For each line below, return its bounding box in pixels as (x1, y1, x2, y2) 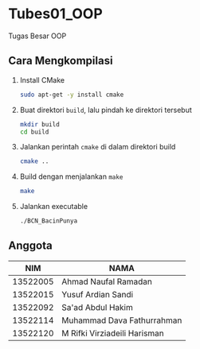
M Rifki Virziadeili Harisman (61, 328, 165, 339)
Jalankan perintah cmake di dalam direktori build (19, 142, 176, 152)
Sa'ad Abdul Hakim (61, 301, 133, 312)
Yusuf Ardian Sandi (61, 289, 134, 300)
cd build (19, 128, 49, 136)
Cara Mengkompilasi (8, 54, 113, 68)
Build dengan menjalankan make (19, 172, 124, 181)
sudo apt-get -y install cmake (19, 91, 124, 99)
